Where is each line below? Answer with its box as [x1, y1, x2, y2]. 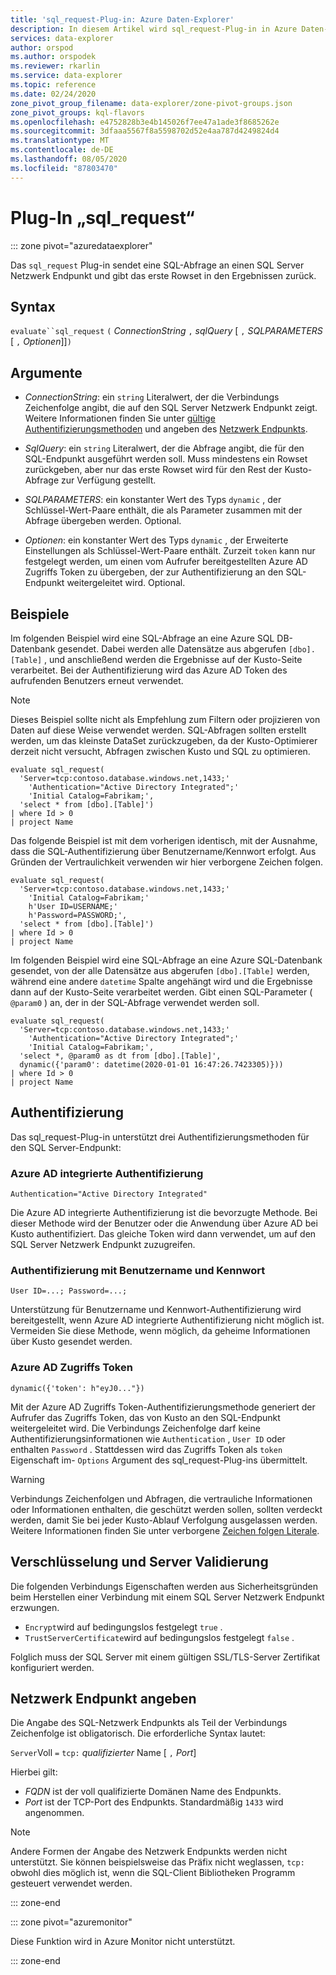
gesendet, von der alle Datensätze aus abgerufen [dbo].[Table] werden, [10, 965, 310, 976]
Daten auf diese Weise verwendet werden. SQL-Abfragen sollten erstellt [10, 724, 307, 736]
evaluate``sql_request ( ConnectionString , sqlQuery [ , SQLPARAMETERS [10, 325, 323, 337]
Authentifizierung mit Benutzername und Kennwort [10, 1264, 266, 1278]
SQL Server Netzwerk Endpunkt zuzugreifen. [10, 1239, 196, 1251]
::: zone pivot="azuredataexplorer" [10, 239, 153, 251]
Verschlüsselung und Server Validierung [10, 1554, 269, 1571]
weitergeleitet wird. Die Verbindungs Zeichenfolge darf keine [10, 1422, 261, 1434]
